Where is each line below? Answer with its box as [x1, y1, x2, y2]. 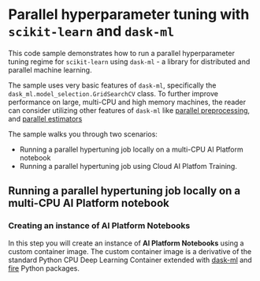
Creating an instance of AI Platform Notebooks [8, 220, 191, 231]
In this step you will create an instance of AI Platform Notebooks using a [8, 238, 244, 248]
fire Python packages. [8, 263, 80, 273]
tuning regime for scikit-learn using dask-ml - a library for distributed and [8, 57, 251, 66]
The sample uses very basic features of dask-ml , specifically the [8, 81, 217, 90]
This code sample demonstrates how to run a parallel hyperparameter [8, 48, 235, 58]
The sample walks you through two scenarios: [8, 129, 158, 139]
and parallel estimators [8, 114, 83, 123]
